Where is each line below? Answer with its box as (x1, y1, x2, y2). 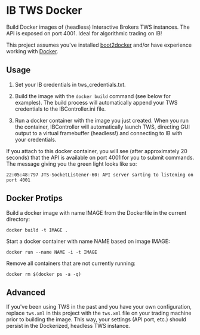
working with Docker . (6, 47, 59, 54)
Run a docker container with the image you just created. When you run (14, 117, 189, 124)
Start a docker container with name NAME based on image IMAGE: (6, 237, 170, 245)
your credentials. (14, 136, 57, 143)
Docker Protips (6, 193, 63, 203)
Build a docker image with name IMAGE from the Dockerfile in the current (6, 209, 187, 216)
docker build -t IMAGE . (6, 227, 68, 233)
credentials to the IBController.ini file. (14, 105, 106, 112)
